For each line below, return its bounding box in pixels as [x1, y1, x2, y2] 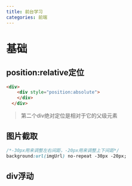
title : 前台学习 [6, 8, 43, 15]
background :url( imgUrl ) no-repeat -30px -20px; [6, 153, 127, 159]
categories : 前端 [6, 14, 48, 20]
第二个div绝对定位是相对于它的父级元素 [20, 112, 118, 119]
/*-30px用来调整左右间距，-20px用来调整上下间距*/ [6, 147, 119, 153]
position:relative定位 [6, 68, 85, 78]
